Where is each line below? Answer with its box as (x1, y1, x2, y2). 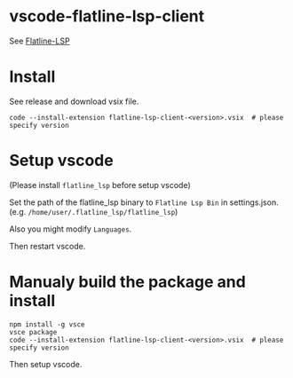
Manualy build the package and (9, 272, 246, 292)
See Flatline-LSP (9, 35, 70, 46)
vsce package (9, 327, 58, 336)
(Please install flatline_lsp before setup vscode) (9, 179, 191, 190)
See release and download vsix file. (9, 96, 139, 106)
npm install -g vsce (9, 319, 86, 329)
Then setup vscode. (9, 358, 83, 369)
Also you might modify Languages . (9, 224, 132, 234)
